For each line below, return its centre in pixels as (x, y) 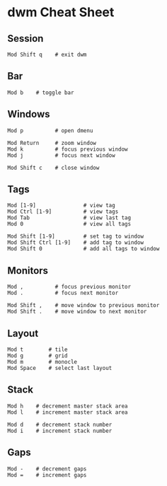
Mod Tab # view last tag (69, 218)
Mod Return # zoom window (52, 143)
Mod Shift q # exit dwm (47, 54)
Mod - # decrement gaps (47, 469)
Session (25, 39)
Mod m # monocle (42, 362)
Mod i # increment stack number (60, 431)
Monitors (28, 271)
